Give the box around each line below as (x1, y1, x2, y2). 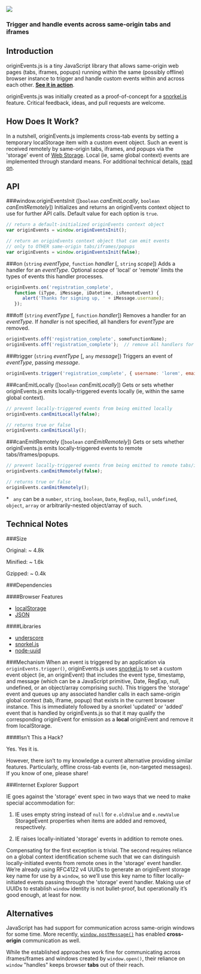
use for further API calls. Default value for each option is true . (6, 210, 159, 217)
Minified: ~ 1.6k (6, 558, 44, 565)
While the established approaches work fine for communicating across (6, 949, 181, 956)
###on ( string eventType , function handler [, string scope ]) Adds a (6, 260, 175, 267)
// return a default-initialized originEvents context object (6, 221, 165, 227)
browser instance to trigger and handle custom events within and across (6, 75, 185, 82)
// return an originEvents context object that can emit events (6, 238, 170, 244)
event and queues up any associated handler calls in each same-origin (6, 690, 181, 697)
